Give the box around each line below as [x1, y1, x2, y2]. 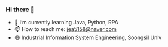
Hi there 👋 [5, 5, 35, 14]
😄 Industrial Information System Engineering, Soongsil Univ [14, 34, 162, 41]
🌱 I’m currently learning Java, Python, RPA [14, 19, 119, 26]
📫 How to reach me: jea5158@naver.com [14, 26, 117, 33]
